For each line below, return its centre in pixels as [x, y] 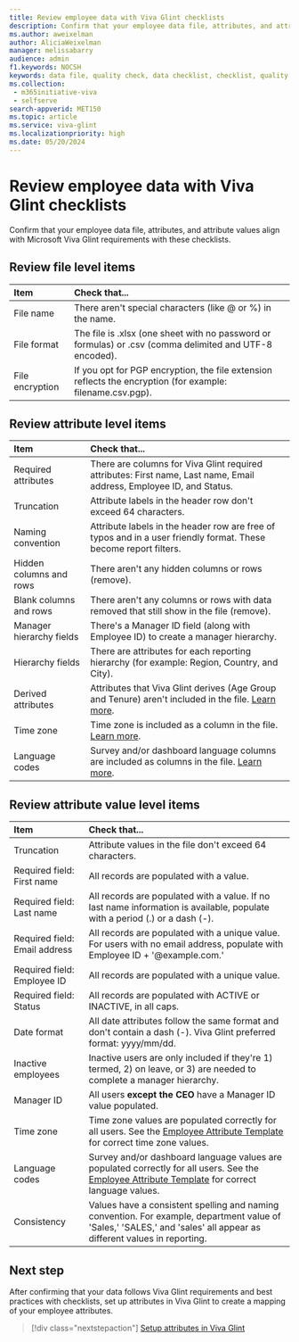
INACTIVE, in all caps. [134, 1006]
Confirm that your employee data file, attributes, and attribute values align [145, 229]
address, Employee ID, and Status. [162, 486]
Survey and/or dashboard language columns [183, 750]
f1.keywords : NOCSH [45, 68]
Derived [30, 694]
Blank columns [44, 601]
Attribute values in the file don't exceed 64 [178, 845]
